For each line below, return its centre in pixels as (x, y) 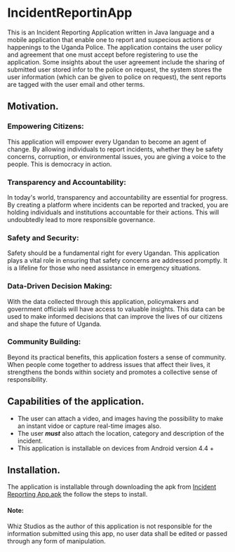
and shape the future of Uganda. (54, 324)
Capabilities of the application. (76, 402)
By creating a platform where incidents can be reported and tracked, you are (118, 205)
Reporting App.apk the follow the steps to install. (78, 495)
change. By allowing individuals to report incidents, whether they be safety (115, 149)
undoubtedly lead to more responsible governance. (81, 219)
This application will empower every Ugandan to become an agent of (107, 142)
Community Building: (44, 342)
